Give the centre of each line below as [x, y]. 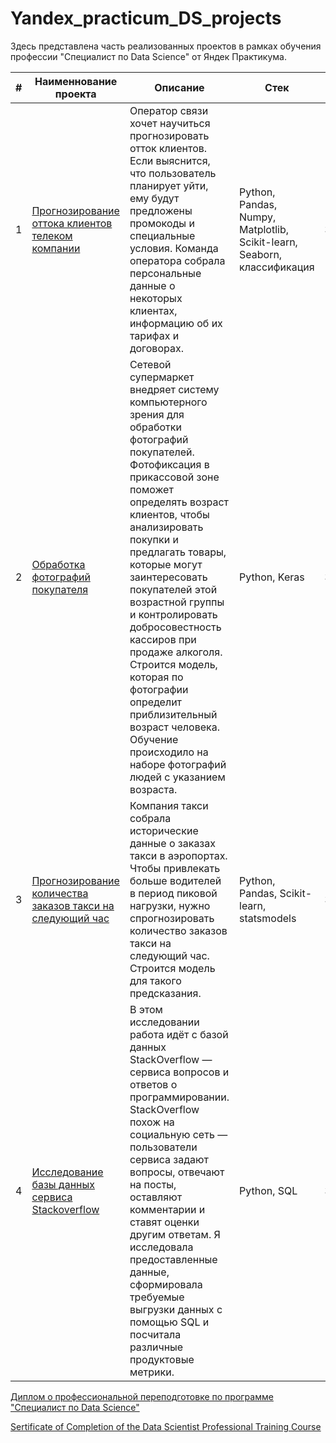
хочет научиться [170, 123]
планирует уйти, [169, 185]
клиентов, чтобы [169, 514]
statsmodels [268, 918]
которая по [156, 677]
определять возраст [179, 502]
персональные [165, 273]
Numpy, [258, 217]
